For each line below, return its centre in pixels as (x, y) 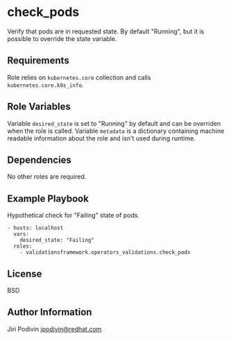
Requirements (38, 61)
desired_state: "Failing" (57, 241)
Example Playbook (48, 199)
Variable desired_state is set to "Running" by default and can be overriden (114, 123)
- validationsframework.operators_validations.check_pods (105, 252)
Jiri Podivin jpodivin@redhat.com (54, 329)
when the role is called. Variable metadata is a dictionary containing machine (116, 131)
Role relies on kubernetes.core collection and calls (79, 77)
